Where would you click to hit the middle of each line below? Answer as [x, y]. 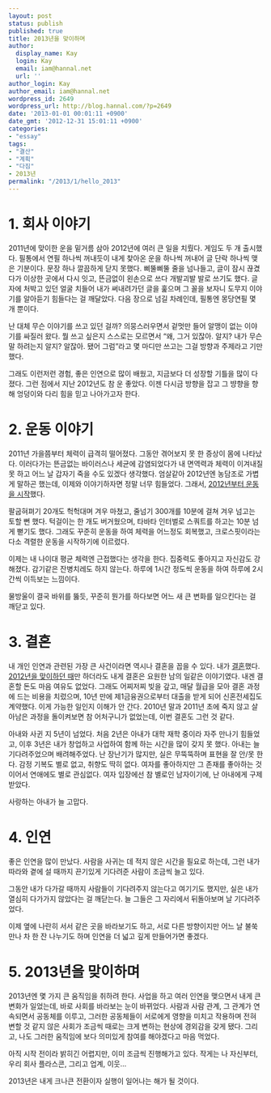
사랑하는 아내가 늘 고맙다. [49, 802]
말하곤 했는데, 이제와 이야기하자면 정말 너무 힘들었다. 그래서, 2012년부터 [130, 483]
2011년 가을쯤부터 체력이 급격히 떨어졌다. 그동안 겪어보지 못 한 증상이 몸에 [125, 453]
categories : [28, 129]
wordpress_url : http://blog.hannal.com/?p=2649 [90, 106]
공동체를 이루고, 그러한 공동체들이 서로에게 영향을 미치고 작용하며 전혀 [146, 1016]
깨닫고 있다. [27, 606]
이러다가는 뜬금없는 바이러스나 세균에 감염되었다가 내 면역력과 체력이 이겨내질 [141, 463]
